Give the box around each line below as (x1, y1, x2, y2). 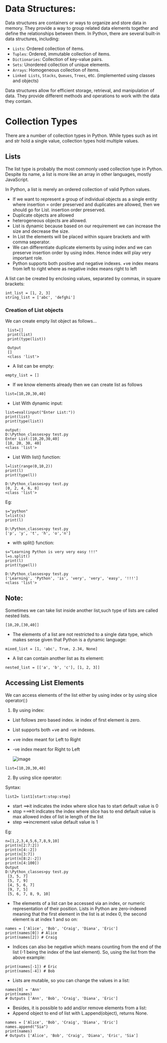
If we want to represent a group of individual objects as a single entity (12, 196, 157, 202)
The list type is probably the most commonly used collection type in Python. (5, 166, 163, 172)
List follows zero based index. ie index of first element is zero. (12, 716, 141, 723)
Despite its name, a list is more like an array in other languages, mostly (5, 171, 151, 177)
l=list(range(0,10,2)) (5, 464, 53, 469)
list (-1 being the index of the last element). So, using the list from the (12, 949, 156, 955)
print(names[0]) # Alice (5, 930, 57, 935)
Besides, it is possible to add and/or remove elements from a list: (12, 1005, 147, 1011)
